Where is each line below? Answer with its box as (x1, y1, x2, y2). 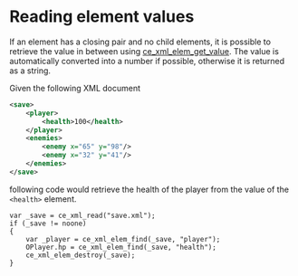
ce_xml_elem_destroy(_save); (25, 251, 136, 260)
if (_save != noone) (9, 219, 88, 228)
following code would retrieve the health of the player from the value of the (9, 184, 290, 195)
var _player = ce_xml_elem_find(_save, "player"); (25, 234, 221, 243)
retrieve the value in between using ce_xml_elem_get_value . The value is (9, 45, 279, 56)
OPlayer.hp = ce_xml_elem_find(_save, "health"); (25, 243, 217, 252)
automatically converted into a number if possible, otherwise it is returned (9, 55, 285, 66)
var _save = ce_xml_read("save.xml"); (9, 211, 156, 220)
